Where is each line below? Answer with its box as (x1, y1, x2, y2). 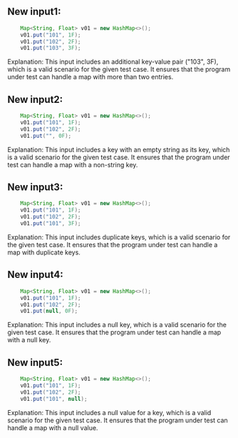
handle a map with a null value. (7, 423, 98, 432)
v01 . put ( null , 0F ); (20, 307, 78, 315)
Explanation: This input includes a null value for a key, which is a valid (7, 408, 212, 417)
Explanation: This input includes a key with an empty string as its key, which (7, 145, 230, 154)
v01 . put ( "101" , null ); (20, 395, 88, 402)
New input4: (7, 269, 63, 281)
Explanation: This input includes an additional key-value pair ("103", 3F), (7, 57, 219, 66)
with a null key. (7, 336, 51, 344)
